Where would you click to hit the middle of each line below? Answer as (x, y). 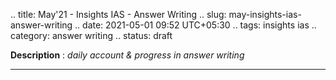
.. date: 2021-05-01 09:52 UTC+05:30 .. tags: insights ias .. (195, 25)
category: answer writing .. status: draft (91, 35)
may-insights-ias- (265, 14)
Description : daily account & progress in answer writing (127, 55)
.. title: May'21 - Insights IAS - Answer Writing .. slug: (118, 14)
